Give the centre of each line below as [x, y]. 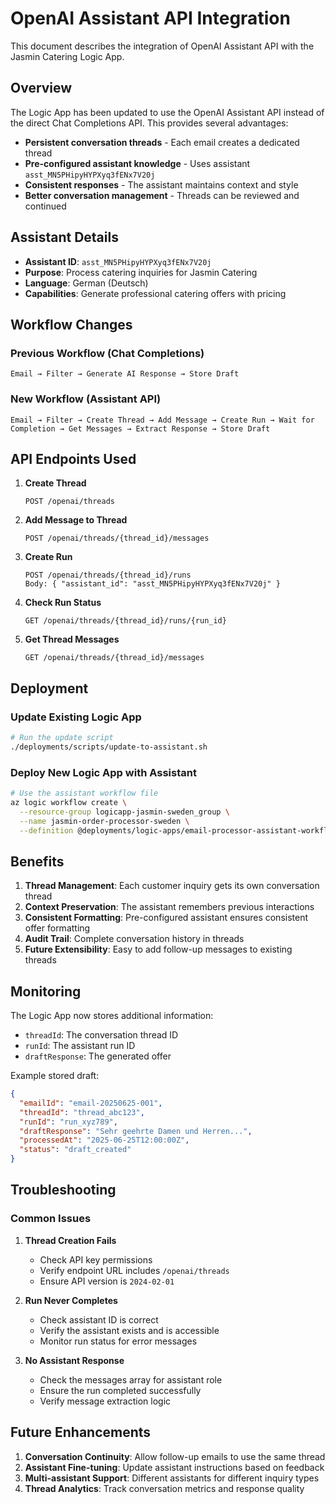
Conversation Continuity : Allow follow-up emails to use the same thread [175, 1456]
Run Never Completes [71, 1300]
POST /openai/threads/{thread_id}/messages [117, 538]
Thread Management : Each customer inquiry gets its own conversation [172, 886]
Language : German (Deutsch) [86, 283]
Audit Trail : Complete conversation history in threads [134, 939]
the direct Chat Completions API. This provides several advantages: [149, 123]
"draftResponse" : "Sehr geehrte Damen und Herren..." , [136, 1131]
